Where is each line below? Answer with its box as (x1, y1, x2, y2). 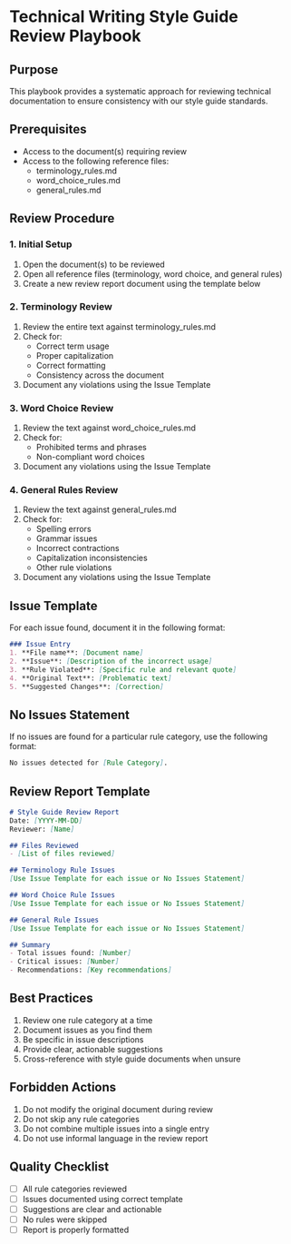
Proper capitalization (35, 350, 114, 360)
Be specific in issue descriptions (22, 1033, 144, 1045)
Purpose (9, 62, 59, 77)
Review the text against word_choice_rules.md (22, 422, 197, 433)
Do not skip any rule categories (22, 1113, 141, 1124)
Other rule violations (35, 562, 112, 573)
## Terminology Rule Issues (9, 865, 116, 875)
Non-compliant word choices (35, 451, 145, 462)
